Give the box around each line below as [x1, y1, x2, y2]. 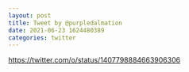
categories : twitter [8, 33, 77, 42]
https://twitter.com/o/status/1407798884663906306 [8, 55, 181, 65]
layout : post [8, 11, 52, 20]
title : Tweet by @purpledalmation [8, 19, 123, 27]
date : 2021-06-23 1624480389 [8, 26, 105, 34]
